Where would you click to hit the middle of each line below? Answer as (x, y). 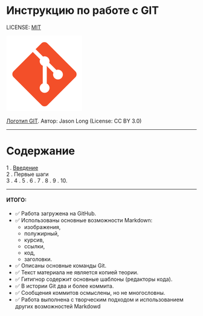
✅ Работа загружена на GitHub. (56, 214)
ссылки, (34, 247)
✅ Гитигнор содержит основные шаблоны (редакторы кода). (94, 279)
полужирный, (41, 234)
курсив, (34, 240)
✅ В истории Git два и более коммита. (64, 286)
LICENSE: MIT (24, 27)
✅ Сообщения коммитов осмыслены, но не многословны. (90, 293)
